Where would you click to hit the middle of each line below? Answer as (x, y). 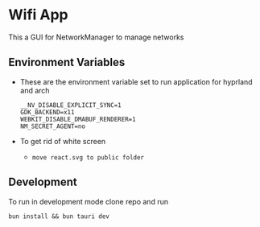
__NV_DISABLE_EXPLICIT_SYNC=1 (71, 105)
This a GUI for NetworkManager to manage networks (96, 37)
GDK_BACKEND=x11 (47, 112)
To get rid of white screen (63, 141)
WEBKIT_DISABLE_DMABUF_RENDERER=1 (78, 119)
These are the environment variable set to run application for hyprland (136, 81)
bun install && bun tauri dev (59, 216)
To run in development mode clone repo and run (89, 201)
